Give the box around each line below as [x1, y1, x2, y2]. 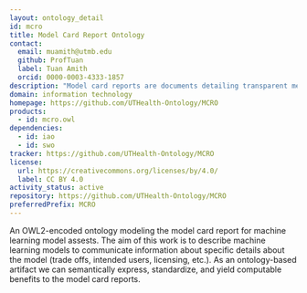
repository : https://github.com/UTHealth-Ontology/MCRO [9, 192, 227, 201]
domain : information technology [9, 89, 132, 99]
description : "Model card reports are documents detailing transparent [9, 81, 288, 90]
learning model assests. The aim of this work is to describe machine [9, 235, 267, 246]
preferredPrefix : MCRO [9, 200, 96, 210]
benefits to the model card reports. [9, 273, 142, 284]
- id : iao [17, 132, 55, 141]
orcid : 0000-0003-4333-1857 [17, 73, 125, 82]
